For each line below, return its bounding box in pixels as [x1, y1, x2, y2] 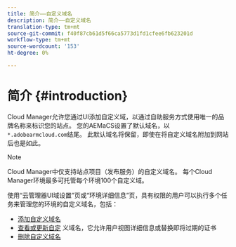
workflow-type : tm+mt [7, 36, 71, 44]
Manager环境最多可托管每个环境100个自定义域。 [7, 176, 149, 185]
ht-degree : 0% [7, 50, 49, 57]
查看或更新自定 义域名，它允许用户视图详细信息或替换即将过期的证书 [17, 223, 216, 232]
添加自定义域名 [17, 215, 61, 223]
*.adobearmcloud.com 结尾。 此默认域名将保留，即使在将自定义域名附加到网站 [7, 130, 229, 138]
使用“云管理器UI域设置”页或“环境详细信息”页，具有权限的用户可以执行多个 [7, 191, 221, 199]
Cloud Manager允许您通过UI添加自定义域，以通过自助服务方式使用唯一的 [7, 112, 218, 121]
